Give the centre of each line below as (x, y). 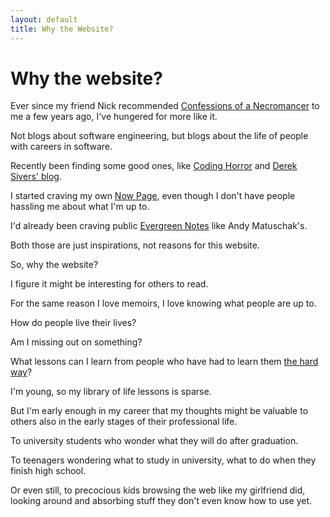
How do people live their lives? (73, 323)
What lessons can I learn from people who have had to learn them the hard (164, 362)
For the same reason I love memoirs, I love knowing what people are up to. (163, 303)
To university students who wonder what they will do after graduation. (154, 441)
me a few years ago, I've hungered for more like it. (114, 117)
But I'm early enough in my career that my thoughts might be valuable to (159, 411)
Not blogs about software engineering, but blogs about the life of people (159, 136)
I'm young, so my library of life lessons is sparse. (111, 392)
